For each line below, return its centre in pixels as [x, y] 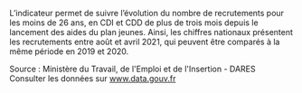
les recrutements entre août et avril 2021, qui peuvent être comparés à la [145, 42]
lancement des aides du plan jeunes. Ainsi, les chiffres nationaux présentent [151, 32]
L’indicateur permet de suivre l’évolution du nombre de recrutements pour [147, 13]
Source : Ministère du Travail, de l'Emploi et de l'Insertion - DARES [132, 69]
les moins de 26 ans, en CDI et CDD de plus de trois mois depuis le [134, 23]
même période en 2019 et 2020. [69, 51]
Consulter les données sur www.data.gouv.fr [93, 79]
